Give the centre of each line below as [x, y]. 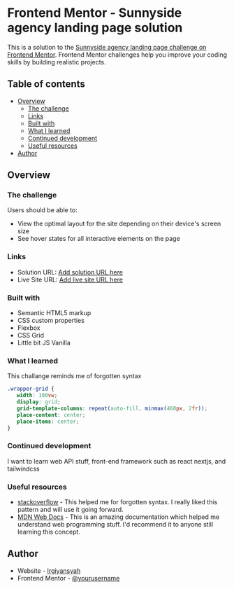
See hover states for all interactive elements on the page [98, 239]
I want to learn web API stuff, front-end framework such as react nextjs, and [117, 461]
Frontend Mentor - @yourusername [68, 578]
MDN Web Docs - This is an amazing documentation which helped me [118, 517]
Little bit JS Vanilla [44, 343]
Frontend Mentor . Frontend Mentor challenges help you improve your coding [117, 55]
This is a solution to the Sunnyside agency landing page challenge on [107, 47]
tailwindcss [23, 469]
